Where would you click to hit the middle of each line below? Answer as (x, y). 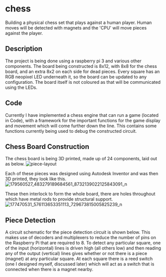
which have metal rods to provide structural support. (59, 199)
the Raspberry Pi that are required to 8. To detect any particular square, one (83, 243)
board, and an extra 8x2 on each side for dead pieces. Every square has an (83, 71)
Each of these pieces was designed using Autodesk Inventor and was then (82, 174)
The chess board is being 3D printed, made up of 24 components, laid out (81, 159)
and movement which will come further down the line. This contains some (81, 126)
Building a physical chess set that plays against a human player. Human (79, 22)
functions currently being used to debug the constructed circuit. (71, 131)
